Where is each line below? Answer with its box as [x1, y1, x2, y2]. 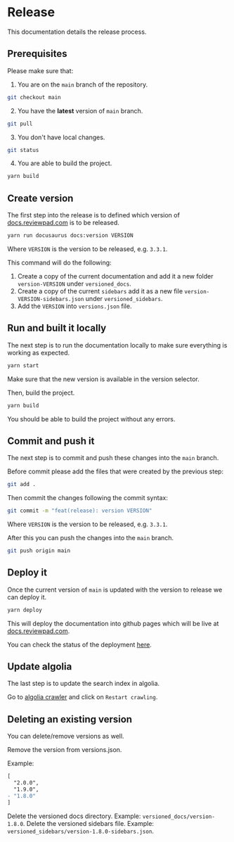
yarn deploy [7, 606, 42, 613]
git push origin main [7, 547, 71, 554]
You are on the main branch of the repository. [17, 80, 148, 89]
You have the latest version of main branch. [17, 106, 143, 115]
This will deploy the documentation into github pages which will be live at [7, 619, 219, 627]
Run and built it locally [7, 322, 107, 334]
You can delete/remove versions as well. [7, 732, 124, 741]
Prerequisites [7, 48, 67, 60]
